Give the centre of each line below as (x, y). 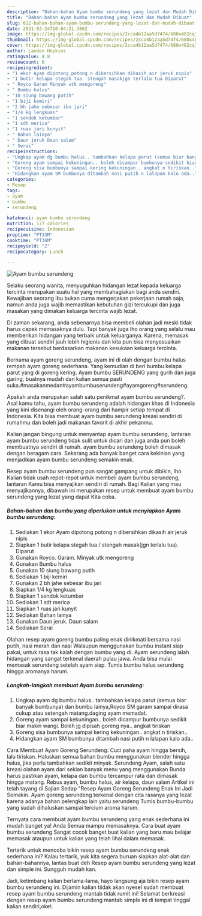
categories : (22, 180)
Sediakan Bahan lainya (43, 615)
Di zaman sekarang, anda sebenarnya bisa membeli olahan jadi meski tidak (100, 323)
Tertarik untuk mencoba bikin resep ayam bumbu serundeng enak (88, 850)
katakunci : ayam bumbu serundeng (49, 218)
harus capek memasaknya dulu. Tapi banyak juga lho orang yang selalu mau (101, 329)
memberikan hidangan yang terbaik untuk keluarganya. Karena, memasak (98, 335)
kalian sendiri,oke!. (30, 906)
